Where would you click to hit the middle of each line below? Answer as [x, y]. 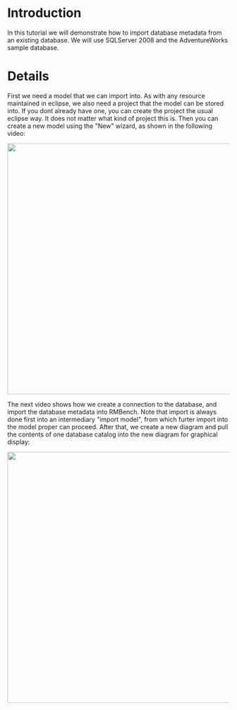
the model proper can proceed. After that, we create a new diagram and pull [118, 426]
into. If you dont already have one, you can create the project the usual [110, 110]
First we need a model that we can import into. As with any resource [107, 95]
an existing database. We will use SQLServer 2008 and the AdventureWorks [117, 40]
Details [28, 76]
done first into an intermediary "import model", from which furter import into [118, 419]
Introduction [44, 13]
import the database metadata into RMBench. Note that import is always [112, 412]
